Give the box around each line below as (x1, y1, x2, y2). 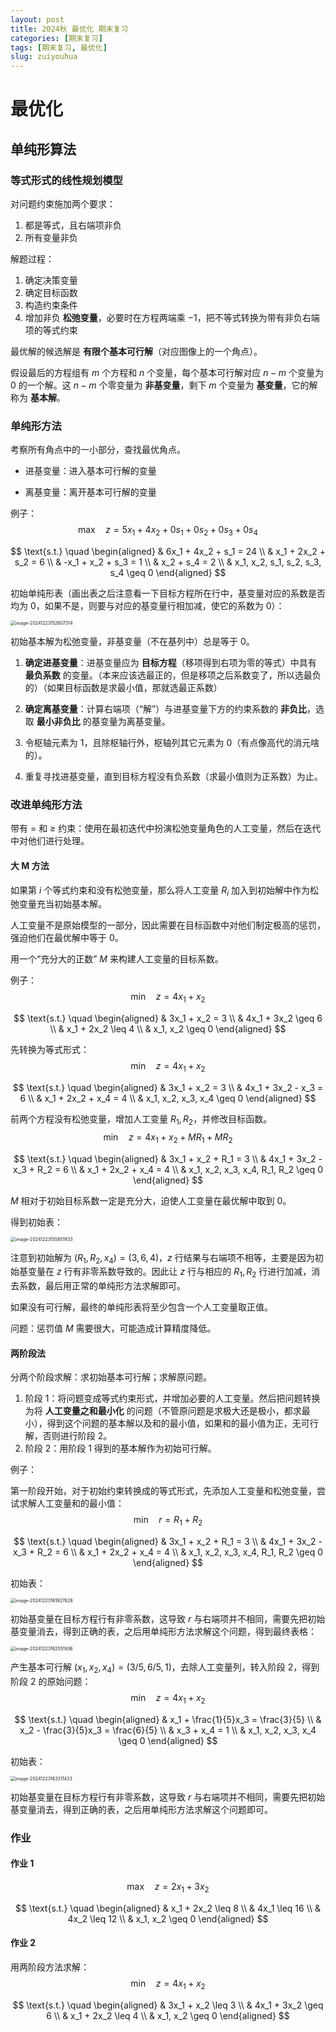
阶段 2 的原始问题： (10, 1675, 92, 1687)
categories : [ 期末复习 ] (10, 33, 103, 43)
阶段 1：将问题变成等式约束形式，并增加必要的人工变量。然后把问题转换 (24, 1392, 321, 1405)
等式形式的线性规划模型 (10, 173, 123, 187)
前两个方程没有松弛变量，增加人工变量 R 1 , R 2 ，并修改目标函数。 (10, 1112, 273, 1127)
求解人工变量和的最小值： (18, 1497, 125, 1510)
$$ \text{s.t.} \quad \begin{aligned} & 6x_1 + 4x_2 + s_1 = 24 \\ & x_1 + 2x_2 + (10, 546, 326, 558)
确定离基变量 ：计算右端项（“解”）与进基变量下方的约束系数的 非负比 (24, 703, 308, 715)
